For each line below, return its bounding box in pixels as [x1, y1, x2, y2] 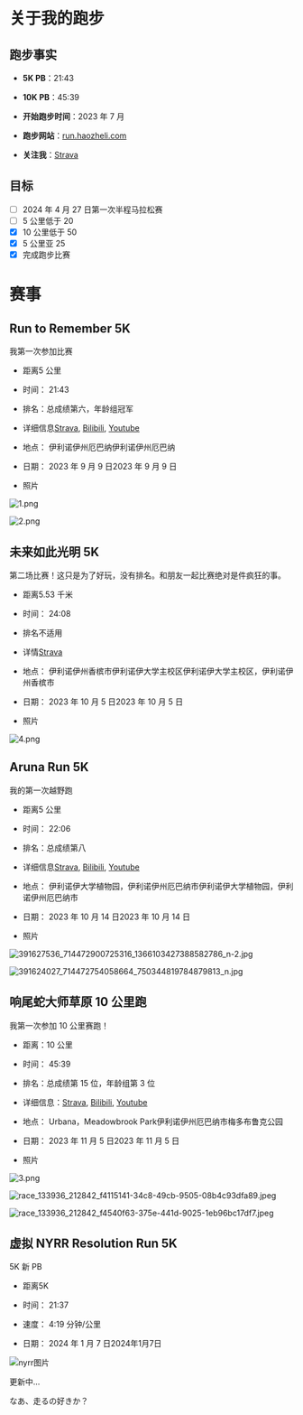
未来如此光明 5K [9, 544, 100, 560]
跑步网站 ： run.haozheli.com [22, 130, 127, 141]
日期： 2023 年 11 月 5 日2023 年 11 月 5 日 [22, 1135, 180, 1146]
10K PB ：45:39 [22, 92, 79, 102]
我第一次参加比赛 [9, 346, 73, 357]
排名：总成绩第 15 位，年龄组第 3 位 [22, 1077, 156, 1088]
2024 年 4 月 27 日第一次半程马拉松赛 [22, 204, 163, 215]
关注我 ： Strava [22, 150, 78, 160]
